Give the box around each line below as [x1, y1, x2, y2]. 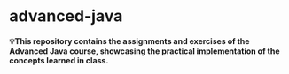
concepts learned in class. [9, 55, 109, 65]
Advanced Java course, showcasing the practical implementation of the [9, 46, 281, 56]
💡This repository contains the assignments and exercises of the [9, 35, 250, 46]
